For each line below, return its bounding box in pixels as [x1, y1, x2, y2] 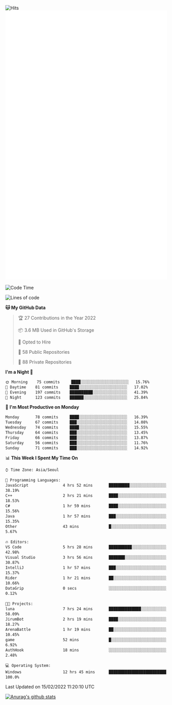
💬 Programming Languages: [5, 478, 61, 483]
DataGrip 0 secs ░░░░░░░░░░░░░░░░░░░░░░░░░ [5, 586, 167, 591]
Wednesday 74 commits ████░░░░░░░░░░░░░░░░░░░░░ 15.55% [5, 425, 148, 430]
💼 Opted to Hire [17, 339, 51, 345]
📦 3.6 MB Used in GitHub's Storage [17, 327, 94, 333]
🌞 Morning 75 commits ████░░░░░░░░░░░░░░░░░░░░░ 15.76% [5, 380, 150, 385]
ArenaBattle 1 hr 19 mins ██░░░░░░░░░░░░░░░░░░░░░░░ [5, 627, 167, 632]
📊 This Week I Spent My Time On [5, 455, 78, 461]
